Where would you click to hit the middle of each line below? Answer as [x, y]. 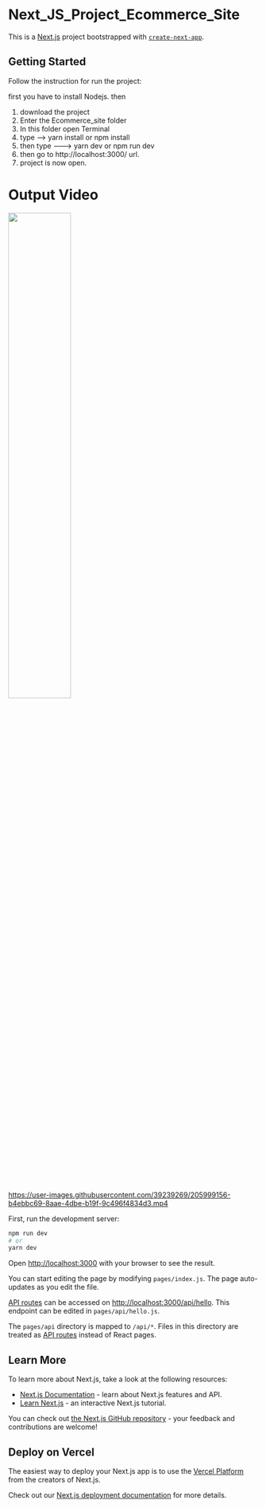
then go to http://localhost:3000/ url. [80, 154]
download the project [54, 112]
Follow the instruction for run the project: [75, 80]
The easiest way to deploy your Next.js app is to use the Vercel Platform [126, 1471]
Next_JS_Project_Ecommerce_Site [124, 15]
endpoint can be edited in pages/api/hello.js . [84, 1311]
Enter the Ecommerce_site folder [73, 120]
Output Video [54, 195]
